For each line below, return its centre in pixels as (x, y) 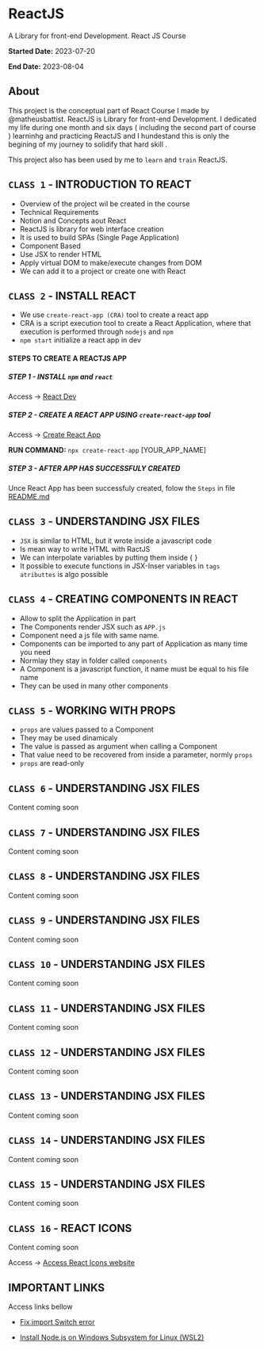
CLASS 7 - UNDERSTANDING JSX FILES (104, 832)
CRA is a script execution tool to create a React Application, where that (135, 323)
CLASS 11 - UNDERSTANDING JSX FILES (107, 1008)
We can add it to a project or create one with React (103, 271)
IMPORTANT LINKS (57, 1288)
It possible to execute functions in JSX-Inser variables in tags (120, 566)
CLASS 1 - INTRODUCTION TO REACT (100, 184)
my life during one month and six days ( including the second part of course (132, 127)
